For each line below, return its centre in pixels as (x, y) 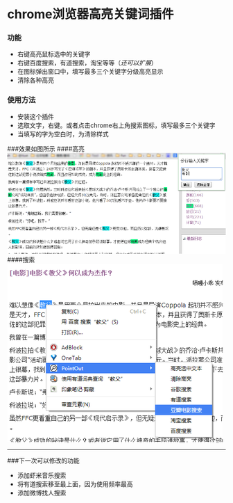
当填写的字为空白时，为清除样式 (63, 134)
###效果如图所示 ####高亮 (46, 149)
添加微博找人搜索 (42, 493)
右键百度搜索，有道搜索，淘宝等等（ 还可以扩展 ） (87, 63)
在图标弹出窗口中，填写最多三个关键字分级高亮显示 (90, 72)
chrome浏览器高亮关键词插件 (91, 14)
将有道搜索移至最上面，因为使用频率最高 (75, 484)
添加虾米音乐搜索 (42, 476)
